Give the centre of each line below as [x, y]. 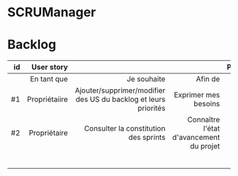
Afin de [208, 79]
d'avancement [196, 137]
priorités [152, 108]
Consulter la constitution [125, 129]
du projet [205, 146]
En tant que [49, 79]
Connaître [204, 119]
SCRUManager [52, 12]
